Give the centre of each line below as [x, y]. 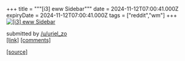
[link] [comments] [29, 40]
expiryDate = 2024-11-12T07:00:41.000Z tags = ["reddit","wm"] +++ [92, 15]
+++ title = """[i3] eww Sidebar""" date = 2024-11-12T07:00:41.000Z [92, 9]
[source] [17, 52]
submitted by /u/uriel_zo [37, 34]
